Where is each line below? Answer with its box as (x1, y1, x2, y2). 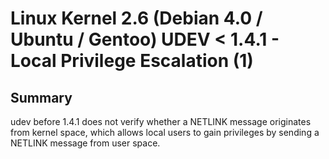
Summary (10, 89, 73, 106)
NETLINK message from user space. (10, 137, 161, 149)
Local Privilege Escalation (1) (10, 50, 254, 72)
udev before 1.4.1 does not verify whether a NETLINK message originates (10, 116, 312, 127)
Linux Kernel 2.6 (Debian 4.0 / (10, 7, 263, 30)
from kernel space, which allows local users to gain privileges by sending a (10, 127, 320, 138)
